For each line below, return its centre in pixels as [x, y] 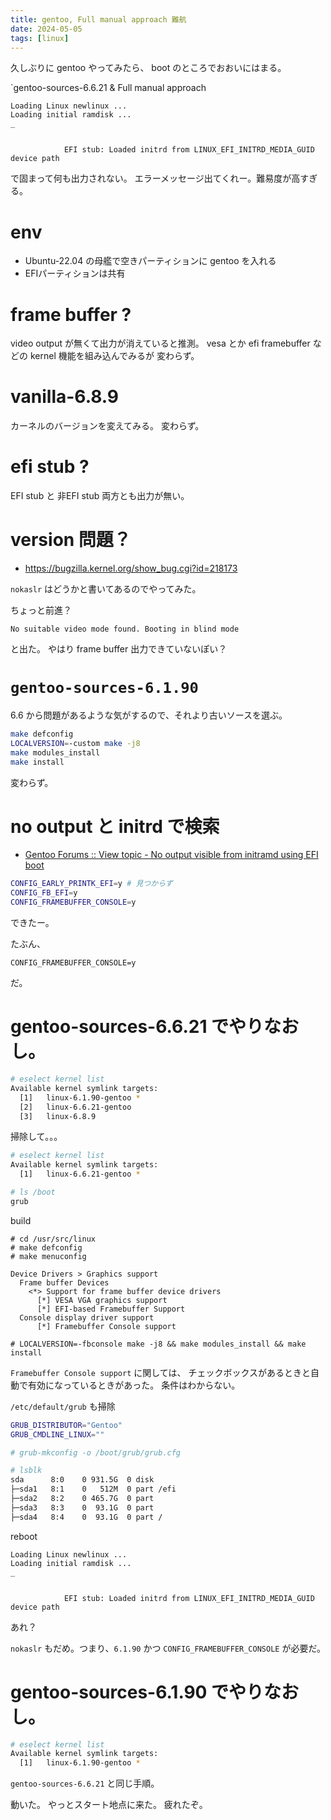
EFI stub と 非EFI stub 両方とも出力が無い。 [100, 496]
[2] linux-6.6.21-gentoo [75, 1107]
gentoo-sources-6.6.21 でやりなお [155, 1027]
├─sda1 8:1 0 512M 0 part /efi [93, 1489]
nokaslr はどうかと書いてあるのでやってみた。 [106, 589]
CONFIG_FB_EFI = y [44, 893]
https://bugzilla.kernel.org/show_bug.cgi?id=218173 [131, 568]
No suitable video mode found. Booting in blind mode [125, 629]
